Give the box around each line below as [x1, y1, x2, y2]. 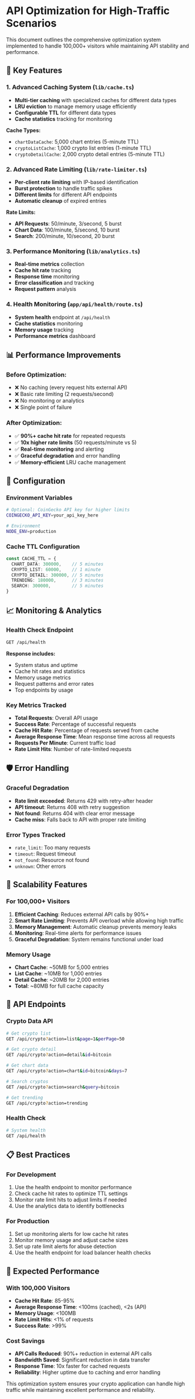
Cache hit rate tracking [14, 267, 72, 274]
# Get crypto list [6, 1030, 51, 1036]
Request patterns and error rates [14, 680, 94, 687]
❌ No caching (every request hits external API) [14, 384, 127, 391]
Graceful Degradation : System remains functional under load [14, 935, 163, 942]
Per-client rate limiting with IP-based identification [14, 178, 139, 186]
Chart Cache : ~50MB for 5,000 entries [14, 964, 109, 971]
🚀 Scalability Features [6, 880, 88, 890]
